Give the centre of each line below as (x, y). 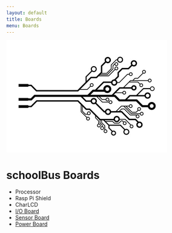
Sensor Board (32, 218)
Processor (28, 192)
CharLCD (26, 205)
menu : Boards (23, 25)
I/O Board (27, 211)
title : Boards (24, 19)
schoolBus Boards (53, 175)
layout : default (27, 13)
